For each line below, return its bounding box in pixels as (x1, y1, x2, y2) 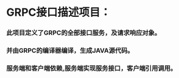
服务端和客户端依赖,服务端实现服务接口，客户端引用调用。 (6, 64, 177, 73)
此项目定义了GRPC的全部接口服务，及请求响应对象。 (6, 28, 161, 37)
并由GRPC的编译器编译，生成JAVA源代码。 (6, 47, 134, 55)
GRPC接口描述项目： (6, 5, 111, 19)
